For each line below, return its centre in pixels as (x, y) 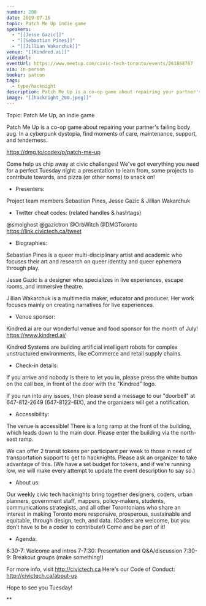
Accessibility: (32, 414)
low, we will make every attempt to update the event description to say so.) (101, 470)
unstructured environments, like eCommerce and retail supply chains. (94, 353)
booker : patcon (26, 75)
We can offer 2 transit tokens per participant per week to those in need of (99, 451)
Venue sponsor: (35, 316)
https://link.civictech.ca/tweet (44, 231)
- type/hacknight (34, 87)
